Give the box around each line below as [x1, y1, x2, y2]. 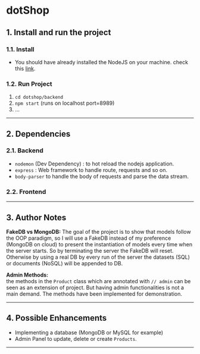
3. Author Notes [6, 212, 67, 223]
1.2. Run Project [6, 80, 52, 88]
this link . [14, 65, 36, 72]
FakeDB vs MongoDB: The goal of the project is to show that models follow [6, 228, 192, 235]
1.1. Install [6, 45, 35, 54]
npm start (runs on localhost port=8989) [14, 99, 115, 107]
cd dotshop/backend [14, 95, 64, 101]
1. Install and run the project [6, 27, 111, 37]
